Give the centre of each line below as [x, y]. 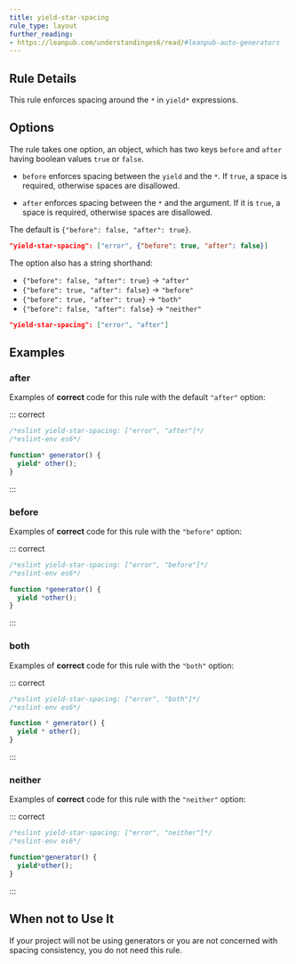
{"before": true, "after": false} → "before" [108, 290]
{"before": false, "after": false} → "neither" [112, 308]
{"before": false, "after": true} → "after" [106, 280]
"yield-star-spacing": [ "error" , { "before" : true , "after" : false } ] [139, 246]
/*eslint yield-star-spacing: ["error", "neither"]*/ [111, 833]
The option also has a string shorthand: [81, 263]
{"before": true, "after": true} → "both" [102, 298]
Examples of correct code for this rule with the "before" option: [126, 531]
